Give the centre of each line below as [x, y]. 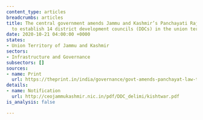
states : [16, 40]
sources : [17, 68]
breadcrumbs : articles [35, 18]
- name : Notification [34, 91]
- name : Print [24, 74]
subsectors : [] [25, 62]
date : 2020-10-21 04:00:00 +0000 [48, 35]
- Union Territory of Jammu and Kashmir [58, 46]
